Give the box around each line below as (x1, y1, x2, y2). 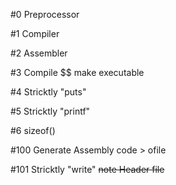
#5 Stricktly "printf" (10, 105, 91, 117)
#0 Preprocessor (10, 9, 80, 20)
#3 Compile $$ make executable (10, 67, 145, 78)
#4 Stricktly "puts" (10, 86, 87, 98)
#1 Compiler (10, 28, 60, 39)
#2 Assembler (10, 47, 68, 59)
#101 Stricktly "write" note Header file (10, 164, 165, 175)
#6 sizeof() (10, 125, 56, 136)
